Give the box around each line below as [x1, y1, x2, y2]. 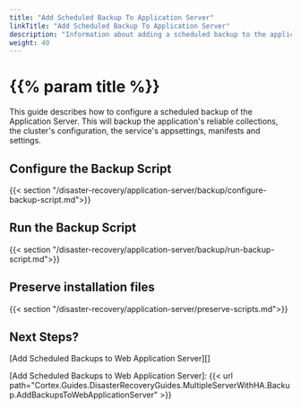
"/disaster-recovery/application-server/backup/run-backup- [52, 244, 275, 255]
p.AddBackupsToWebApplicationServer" [9, 389, 159, 400]
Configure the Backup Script [9, 161, 172, 176]
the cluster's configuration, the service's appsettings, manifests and [9, 126, 261, 136]
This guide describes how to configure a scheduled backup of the [9, 107, 253, 117]
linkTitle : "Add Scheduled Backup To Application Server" [9, 22, 230, 30]
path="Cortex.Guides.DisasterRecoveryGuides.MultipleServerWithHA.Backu [9, 380, 291, 391]
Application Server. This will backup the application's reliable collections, [9, 116, 279, 126]
